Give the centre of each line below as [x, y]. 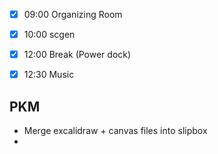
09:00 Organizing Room [73, 14]
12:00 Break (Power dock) [77, 55]
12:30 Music [49, 75]
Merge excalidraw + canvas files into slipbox [115, 131]
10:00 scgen [49, 35]
